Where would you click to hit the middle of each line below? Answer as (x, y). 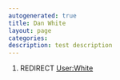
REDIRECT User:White (56, 68)
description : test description (60, 46)
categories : (28, 38)
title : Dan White (37, 23)
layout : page (30, 30)
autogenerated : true (43, 16)
